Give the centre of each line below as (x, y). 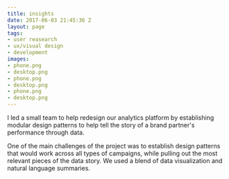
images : (18, 59)
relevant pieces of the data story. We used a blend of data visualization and (115, 161)
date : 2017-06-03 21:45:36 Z (49, 20)
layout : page (26, 26)
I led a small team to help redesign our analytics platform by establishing (111, 118)
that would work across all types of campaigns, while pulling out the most (112, 153)
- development (28, 53)
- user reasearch (32, 40)
